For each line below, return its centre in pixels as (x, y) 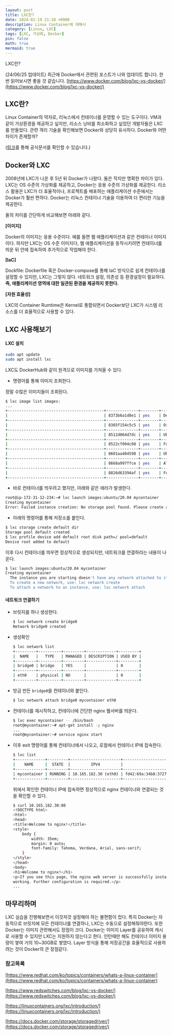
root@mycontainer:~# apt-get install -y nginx (63, 725)
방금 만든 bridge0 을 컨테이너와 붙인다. (51, 690)
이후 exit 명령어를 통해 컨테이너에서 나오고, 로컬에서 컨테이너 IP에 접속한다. (87, 745)
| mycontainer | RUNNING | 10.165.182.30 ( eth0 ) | (68, 774)
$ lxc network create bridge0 (45, 622)
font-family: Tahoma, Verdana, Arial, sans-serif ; (87, 848)
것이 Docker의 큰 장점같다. (41, 949)
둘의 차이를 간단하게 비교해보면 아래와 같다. (48, 215)
